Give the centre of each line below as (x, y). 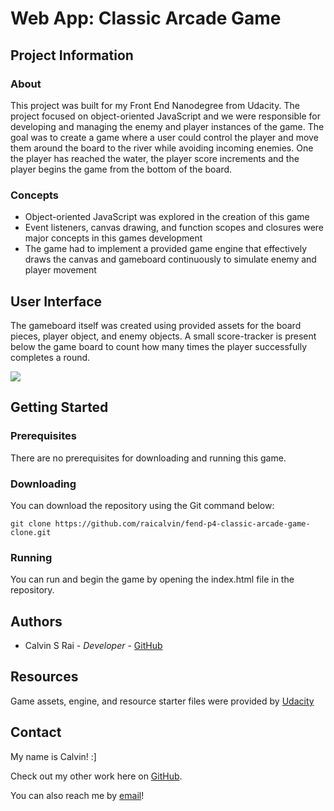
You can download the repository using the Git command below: (142, 505)
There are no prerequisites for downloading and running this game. (148, 458)
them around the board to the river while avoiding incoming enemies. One (162, 148)
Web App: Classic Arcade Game (146, 18)
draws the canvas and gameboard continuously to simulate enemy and (170, 259)
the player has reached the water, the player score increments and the (155, 158)
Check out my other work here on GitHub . (96, 776)
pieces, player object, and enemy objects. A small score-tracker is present (163, 336)
